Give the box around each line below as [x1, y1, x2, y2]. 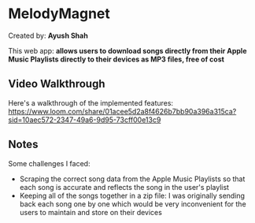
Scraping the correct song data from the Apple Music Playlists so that [19, 174, 246, 184]
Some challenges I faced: [8, 158, 91, 168]
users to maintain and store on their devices [19, 207, 163, 217]
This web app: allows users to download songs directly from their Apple [8, 46, 247, 55]
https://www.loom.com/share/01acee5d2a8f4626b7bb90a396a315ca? [8, 106, 237, 116]
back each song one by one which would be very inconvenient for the [19, 199, 246, 209]
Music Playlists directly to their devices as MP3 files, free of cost [8, 54, 224, 64]
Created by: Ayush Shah [8, 31, 88, 40]
